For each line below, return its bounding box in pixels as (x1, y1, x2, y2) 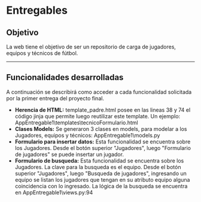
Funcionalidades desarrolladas (6, 72, 124, 82)
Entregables (6, 4, 68, 17)
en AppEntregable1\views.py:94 (14, 189, 93, 196)
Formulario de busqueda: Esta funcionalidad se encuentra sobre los (14, 157, 184, 164)
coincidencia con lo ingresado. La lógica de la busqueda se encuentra (14, 182, 188, 189)
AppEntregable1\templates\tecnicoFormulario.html (14, 119, 139, 126)
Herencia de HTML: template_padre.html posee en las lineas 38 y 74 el (14, 106, 191, 114)
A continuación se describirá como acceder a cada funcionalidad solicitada (6, 88, 192, 96)
